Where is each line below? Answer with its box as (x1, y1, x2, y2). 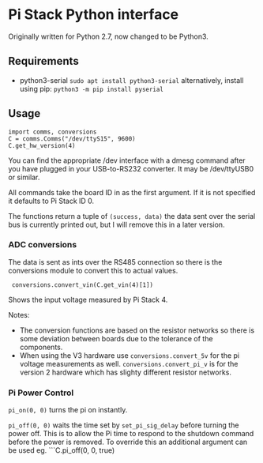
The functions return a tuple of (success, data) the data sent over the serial (8, 211, 256, 220)
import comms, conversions (8, 128, 97, 136)
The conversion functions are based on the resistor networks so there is (19, 326, 255, 335)
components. (19, 342, 63, 352)
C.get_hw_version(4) (8, 141, 77, 149)
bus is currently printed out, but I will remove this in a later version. (8, 220, 225, 229)
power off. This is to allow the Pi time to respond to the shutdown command (8, 429, 254, 439)
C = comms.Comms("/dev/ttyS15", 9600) (8, 134, 136, 143)
